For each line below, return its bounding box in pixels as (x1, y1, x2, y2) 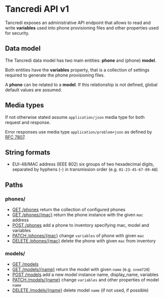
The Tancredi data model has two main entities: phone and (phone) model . (5, 57, 157, 63)
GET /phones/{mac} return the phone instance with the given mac (12, 212, 143, 218)
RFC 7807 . (5, 134, 26, 140)
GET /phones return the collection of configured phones (12, 207, 126, 213)
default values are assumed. (5, 87, 62, 93)
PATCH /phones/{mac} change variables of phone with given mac (12, 233, 144, 239)
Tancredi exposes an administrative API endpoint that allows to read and (5, 20, 151, 26)
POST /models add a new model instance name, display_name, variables (12, 271, 159, 278)
